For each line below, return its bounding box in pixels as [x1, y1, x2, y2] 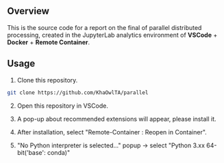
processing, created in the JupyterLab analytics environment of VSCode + [7, 31, 218, 39]
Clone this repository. [16, 76, 78, 84]
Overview [7, 5, 50, 17]
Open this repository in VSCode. [16, 102, 108, 110]
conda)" [47, 148, 71, 156]
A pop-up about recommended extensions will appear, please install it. [16, 115, 216, 123]
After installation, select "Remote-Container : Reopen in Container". [16, 128, 207, 136]
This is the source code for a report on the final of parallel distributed [7, 23, 202, 31]
